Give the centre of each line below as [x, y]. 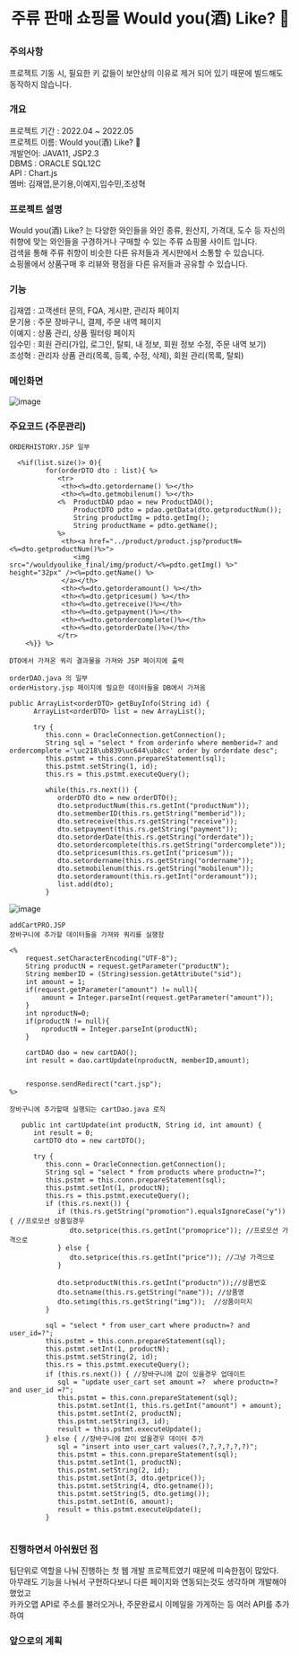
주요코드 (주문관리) [48, 426]
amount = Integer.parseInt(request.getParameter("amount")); [158, 998]
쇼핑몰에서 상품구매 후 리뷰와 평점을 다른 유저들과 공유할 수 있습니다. [128, 264]
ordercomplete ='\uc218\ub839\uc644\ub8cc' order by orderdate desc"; [144, 751]
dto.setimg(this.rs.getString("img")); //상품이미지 [155, 1302]
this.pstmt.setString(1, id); [102, 767]
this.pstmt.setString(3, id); [113, 1422]
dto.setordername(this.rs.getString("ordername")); [155, 861]
